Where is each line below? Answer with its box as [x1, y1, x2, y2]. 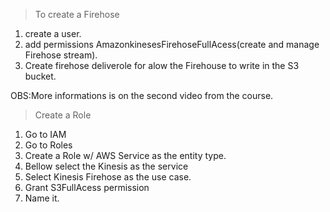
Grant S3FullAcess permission [24, 182, 150, 193]
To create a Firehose [34, 9, 120, 20]
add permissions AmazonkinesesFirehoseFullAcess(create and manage [24, 39, 320, 50]
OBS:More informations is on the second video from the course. [10, 90, 274, 101]
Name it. [24, 192, 60, 204]
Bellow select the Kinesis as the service [24, 160, 189, 172]
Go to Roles [24, 139, 73, 151]
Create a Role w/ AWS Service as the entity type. [24, 150, 227, 161]
